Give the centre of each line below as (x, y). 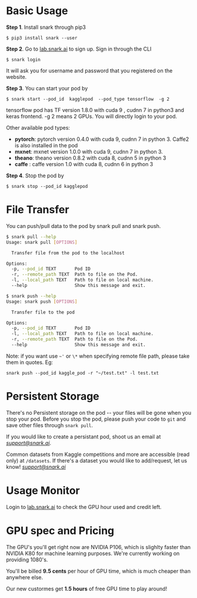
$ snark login (24, 60)
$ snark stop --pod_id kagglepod (47, 186)
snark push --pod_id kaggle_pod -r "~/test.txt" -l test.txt (83, 373)
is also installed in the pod (46, 145)
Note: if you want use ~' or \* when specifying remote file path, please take (98, 356)
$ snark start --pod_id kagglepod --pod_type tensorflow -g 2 (88, 99)
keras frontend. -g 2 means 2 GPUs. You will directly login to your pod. (92, 116)
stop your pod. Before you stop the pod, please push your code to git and (96, 419)
